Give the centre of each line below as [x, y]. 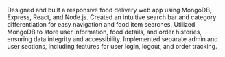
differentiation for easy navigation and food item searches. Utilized [101, 24]
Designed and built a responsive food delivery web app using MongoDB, [109, 10]
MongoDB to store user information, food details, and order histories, [105, 32]
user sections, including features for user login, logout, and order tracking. [112, 46]
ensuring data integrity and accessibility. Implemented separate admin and [113, 39]
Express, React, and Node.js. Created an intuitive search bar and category [112, 17]
